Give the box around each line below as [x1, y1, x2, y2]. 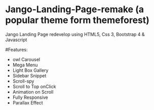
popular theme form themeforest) [5, 14, 149, 26]
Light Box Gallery [12, 67, 49, 73]
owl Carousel [12, 56, 41, 62]
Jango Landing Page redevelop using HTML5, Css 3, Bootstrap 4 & [5, 31, 145, 37]
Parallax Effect [12, 99, 43, 105]
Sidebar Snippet [12, 72, 47, 78]
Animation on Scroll [12, 89, 54, 95]
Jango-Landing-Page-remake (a [5, 4, 144, 15]
